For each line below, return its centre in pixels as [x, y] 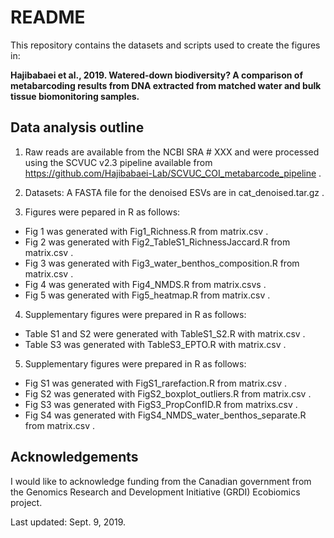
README [48, 17]
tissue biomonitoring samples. [75, 96]
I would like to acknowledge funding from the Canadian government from [161, 481]
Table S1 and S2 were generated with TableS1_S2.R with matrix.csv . [165, 333]
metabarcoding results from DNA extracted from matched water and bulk [166, 85]
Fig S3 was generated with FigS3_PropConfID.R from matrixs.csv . [161, 404]
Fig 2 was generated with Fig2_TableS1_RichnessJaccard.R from [157, 242]
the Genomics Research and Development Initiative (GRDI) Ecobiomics [155, 492]
